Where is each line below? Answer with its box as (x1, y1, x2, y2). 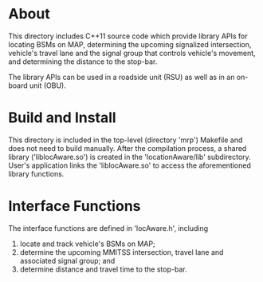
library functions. (8, 169, 65, 178)
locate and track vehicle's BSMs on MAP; (19, 239, 155, 248)
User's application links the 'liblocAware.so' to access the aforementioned (8, 161, 251, 170)
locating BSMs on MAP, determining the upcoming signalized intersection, (8, 39, 252, 49)
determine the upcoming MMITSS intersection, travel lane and (19, 247, 224, 256)
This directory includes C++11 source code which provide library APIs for (8, 31, 248, 41)
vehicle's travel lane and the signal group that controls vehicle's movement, (8, 48, 257, 58)
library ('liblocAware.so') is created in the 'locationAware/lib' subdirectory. (8, 152, 251, 161)
